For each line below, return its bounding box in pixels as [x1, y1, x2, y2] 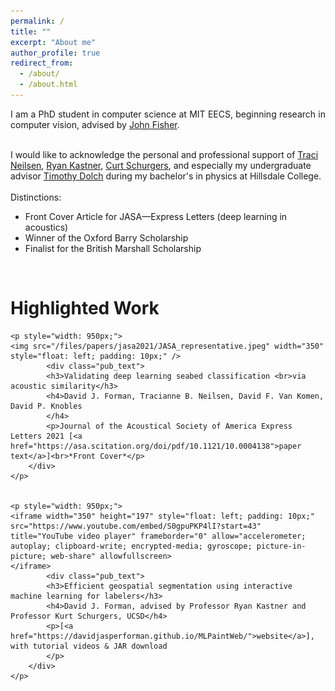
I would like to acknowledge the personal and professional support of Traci [10, 148, 319, 160]
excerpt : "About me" [10, 37, 97, 47]
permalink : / [10, 16, 65, 26]
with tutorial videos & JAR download [10, 641, 168, 651]
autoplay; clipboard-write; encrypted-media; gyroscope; [10, 541, 253, 551]
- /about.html [19, 80, 78, 90]
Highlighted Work [10, 297, 160, 320]
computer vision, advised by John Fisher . [10, 118, 180, 130]
